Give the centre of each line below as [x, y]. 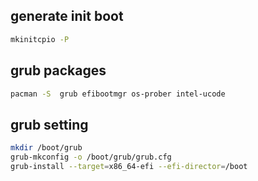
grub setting [49, 124]
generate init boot [67, 16]
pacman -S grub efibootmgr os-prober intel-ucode [118, 94]
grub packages [58, 70]
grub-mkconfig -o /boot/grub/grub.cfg [91, 157]
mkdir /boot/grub [46, 148]
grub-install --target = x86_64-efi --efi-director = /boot [129, 166]
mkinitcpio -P [40, 39]
